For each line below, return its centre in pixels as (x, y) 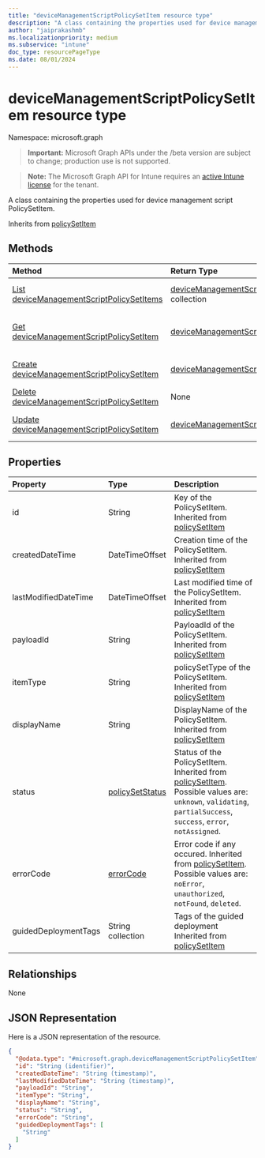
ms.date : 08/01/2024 (42, 60)
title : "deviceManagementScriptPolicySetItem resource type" (111, 15)
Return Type (194, 271)
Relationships (43, 974)
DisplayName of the (211, 710)
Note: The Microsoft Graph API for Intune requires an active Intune (136, 176)
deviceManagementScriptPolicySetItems (88, 299)
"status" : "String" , (49, 1111)
